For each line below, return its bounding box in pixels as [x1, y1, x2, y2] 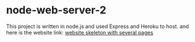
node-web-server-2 [6, 3, 106, 17]
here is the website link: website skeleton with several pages [6, 29, 154, 36]
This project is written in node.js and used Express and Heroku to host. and [6, 23, 189, 30]
